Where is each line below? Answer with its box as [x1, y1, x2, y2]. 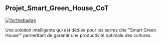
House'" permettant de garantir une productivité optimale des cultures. [5, 32, 152, 38]
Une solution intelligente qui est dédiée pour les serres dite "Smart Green [5, 27, 156, 33]
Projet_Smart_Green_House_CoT [5, 4, 109, 12]
